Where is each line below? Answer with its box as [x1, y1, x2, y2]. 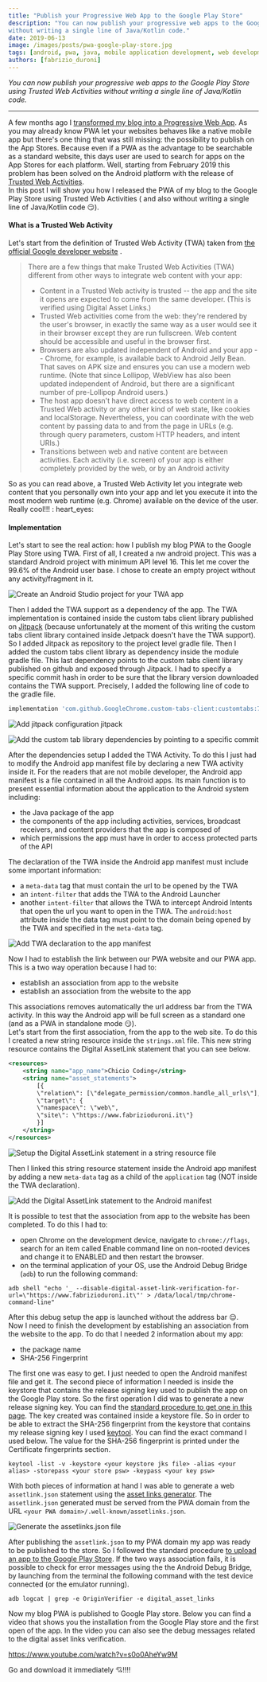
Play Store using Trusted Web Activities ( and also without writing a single [8, 193, 250, 203]
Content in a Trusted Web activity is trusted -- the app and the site [39, 286, 257, 295]
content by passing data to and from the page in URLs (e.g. [39, 421, 234, 431]
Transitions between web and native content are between [39, 447, 228, 456]
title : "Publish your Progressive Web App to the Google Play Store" [8, 11, 244, 20]
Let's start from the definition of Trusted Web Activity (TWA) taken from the [8, 238, 256, 248]
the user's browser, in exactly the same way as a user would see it [39, 320, 257, 330]
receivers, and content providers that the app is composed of [19, 825, 221, 834]
